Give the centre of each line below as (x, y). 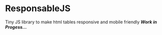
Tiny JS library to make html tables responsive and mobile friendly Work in (81, 22)
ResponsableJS (38, 9)
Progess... (16, 27)
